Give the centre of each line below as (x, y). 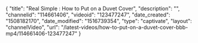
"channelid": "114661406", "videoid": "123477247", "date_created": (88, 15)
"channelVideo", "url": (33, 27)
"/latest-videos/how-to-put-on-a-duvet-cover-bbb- (125, 27)
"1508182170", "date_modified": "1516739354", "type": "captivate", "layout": (99, 21)
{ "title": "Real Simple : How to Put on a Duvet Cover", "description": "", (93, 9)
